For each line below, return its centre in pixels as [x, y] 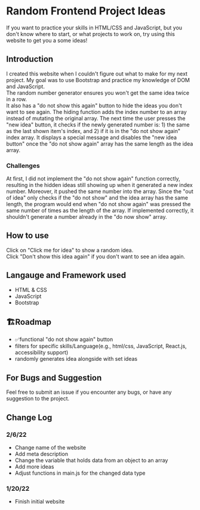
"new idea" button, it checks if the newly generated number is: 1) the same [98, 125]
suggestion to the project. [38, 399]
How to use [27, 236]
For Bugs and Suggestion [54, 378]
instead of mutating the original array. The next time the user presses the [96, 118]
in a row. [17, 99]
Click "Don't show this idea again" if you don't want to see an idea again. [96, 256]
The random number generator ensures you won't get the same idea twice [98, 93]
